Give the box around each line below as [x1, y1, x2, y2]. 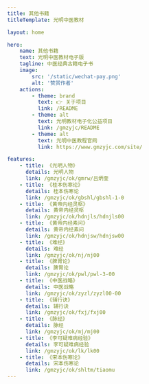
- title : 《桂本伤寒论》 [19, 181, 84, 188]
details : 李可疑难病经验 [25, 341, 89, 348]
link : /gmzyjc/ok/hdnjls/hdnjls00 [25, 214, 125, 221]
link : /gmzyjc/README [37, 124, 100, 131]
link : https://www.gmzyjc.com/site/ [37, 144, 143, 150]
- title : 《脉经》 [19, 315, 68, 323]
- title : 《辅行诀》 [19, 296, 73, 303]
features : [7, 156, 36, 163]
